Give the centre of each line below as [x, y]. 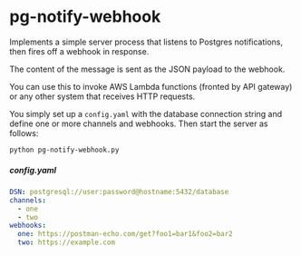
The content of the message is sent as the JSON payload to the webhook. [147, 69]
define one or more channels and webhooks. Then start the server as [139, 123]
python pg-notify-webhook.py [64, 150]
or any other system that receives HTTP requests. [102, 96]
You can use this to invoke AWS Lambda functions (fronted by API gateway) [151, 86]
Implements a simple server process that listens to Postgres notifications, [146, 42]
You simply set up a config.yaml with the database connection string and [146, 113]
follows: [24, 133]
